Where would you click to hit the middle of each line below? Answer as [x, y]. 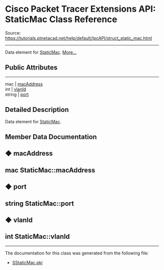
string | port [17, 94]
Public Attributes [31, 68]
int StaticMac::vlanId [37, 236]
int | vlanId [16, 89]
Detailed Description [37, 110]
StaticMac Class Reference [61, 19]
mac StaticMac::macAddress [50, 170]
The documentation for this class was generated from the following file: [77, 253]
